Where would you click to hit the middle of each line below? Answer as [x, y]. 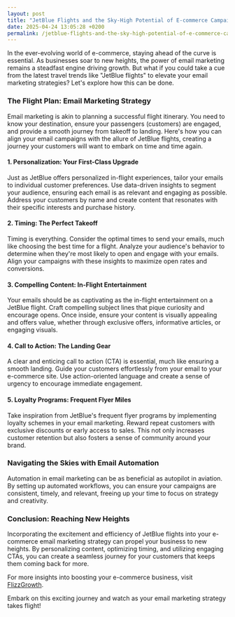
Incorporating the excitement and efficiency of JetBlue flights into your [109, 534]
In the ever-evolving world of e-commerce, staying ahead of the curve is [112, 53]
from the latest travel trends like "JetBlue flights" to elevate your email [108, 76]
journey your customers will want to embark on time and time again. [105, 146]
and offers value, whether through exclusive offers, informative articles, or [114, 322]
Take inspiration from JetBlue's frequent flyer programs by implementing [112, 415]
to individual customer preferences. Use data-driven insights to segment [112, 185]
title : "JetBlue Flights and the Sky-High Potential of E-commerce [108, 20]
